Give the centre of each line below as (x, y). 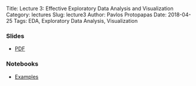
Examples (26, 77)
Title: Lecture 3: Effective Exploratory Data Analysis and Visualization (90, 8)
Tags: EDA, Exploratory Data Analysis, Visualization (76, 21)
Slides (15, 36)
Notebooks (22, 64)
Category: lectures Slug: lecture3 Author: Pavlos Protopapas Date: (86, 15)
